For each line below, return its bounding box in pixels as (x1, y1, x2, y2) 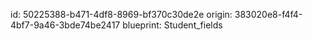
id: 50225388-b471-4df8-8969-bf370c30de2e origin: (10, 9, 233, 20)
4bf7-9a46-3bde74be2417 (10, 19, 121, 31)
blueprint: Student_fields (122, 19, 223, 31)
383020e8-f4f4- (234, 9, 303, 20)
